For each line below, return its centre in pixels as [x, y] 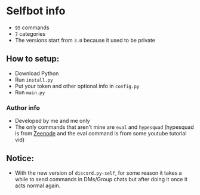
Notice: [20, 158]
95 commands [32, 27]
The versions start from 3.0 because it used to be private [85, 40]
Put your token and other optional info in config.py [77, 86]
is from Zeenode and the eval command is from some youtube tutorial [101, 134]
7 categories [30, 33]
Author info [23, 107]
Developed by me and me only [53, 121]
